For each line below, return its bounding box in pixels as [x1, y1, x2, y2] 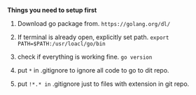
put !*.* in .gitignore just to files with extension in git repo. [17, 80, 190, 88]
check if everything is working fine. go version [17, 52, 153, 61]
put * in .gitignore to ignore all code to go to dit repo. [17, 66, 169, 74]
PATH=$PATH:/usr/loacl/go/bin [17, 41, 106, 47]
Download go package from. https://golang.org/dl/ [17, 20, 171, 27]
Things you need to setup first [7, 6, 97, 14]
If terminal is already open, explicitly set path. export [17, 33, 169, 41]
